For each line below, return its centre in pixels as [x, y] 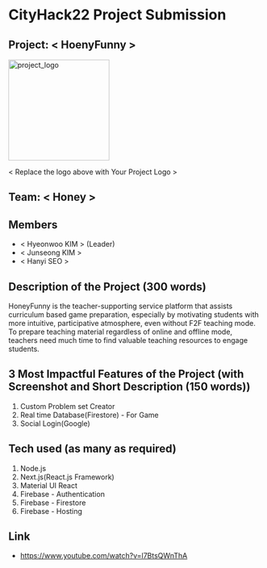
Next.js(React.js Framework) [67, 477]
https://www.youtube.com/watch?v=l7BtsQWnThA [104, 556]
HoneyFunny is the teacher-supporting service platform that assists [121, 306]
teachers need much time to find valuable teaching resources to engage [128, 340]
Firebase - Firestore [53, 503]
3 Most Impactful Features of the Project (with [126, 374]
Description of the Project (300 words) [108, 287]
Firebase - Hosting [51, 511]
